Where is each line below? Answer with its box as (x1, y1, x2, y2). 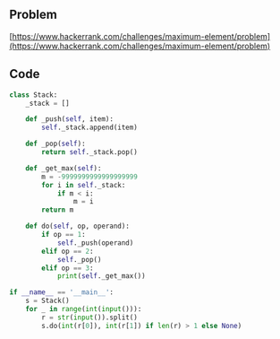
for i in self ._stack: (41, 180, 126, 189)
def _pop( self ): (25, 139, 87, 149)
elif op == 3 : (41, 264, 94, 273)
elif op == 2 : (41, 247, 94, 256)
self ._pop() (56, 255, 102, 264)
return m (41, 205, 74, 214)
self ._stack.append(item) (41, 123, 139, 133)
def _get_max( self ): (25, 163, 102, 173)
